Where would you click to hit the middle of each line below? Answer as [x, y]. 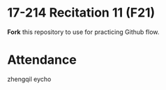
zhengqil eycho [29, 79]
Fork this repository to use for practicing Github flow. [83, 32]
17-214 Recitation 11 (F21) [81, 13]
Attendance [42, 60]
